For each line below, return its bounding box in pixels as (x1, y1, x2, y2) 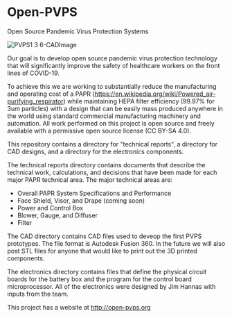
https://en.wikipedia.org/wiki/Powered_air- (94, 90, 216, 98)
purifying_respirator (7, 97, 64, 105)
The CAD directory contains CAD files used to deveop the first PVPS (7, 232, 202, 240)
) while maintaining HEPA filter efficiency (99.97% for (63, 97, 215, 105)
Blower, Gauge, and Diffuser (17, 211, 98, 219)
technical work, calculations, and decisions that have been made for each (7, 168, 217, 176)
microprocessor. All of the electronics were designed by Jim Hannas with (7, 282, 216, 290)
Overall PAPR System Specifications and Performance (17, 189, 172, 197)
